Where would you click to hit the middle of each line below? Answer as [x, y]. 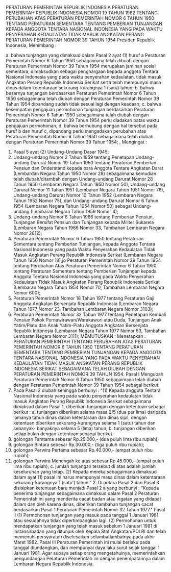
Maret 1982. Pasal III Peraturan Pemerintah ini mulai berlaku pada [82, 542]
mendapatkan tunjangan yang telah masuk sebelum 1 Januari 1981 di [85, 526]
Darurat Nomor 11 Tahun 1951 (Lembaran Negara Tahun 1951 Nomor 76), [89, 190]
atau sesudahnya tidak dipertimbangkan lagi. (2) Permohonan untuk [84, 520]
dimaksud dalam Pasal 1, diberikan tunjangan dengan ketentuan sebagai [89, 407]
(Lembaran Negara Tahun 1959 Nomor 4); [75, 212]
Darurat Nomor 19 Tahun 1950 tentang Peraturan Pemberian [93, 163]
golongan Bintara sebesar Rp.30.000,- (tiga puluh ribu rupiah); [79, 444]
